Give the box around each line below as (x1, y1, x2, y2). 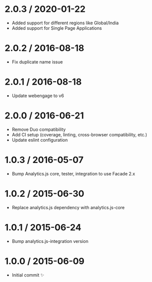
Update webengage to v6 (11, 93, 64, 99)
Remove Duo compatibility (11, 126, 66, 132)
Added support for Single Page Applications (11, 25, 102, 31)
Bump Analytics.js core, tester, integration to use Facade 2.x (11, 170, 135, 176)
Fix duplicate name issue (11, 58, 63, 65)
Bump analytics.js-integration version (11, 238, 89, 244)
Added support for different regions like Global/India (11, 20, 119, 26)
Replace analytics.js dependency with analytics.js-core (11, 204, 125, 210)
